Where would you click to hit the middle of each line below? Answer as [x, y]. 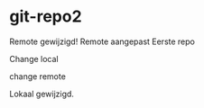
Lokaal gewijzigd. [42, 94]
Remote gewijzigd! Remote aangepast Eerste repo [102, 41]
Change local [34, 58]
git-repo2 [46, 17]
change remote [37, 76]
